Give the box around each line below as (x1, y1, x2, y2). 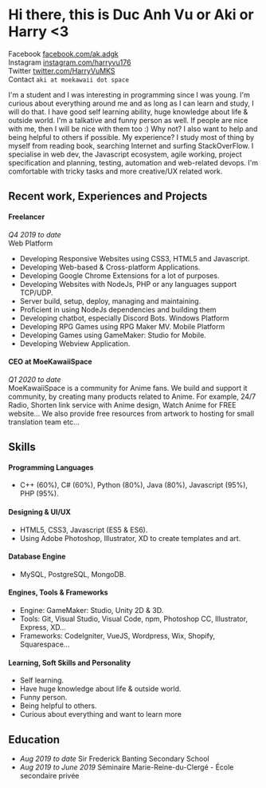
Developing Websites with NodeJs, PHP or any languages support (19, 279, 237, 289)
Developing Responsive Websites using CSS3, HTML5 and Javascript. (19, 253, 250, 263)
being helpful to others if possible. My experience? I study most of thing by (8, 132, 255, 141)
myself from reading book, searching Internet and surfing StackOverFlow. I (8, 141, 254, 150)
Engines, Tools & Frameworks (8, 587, 109, 597)
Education (8, 733, 61, 746)
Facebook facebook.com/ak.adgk (8, 49, 119, 58)
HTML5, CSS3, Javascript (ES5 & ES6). (19, 525, 148, 535)
